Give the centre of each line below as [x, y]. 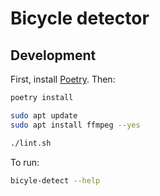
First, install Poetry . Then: [63, 79]
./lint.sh [31, 143]
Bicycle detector [80, 18]
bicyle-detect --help [55, 180]
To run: [25, 162]
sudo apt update [44, 115]
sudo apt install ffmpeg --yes [75, 125]
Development [53, 55]
